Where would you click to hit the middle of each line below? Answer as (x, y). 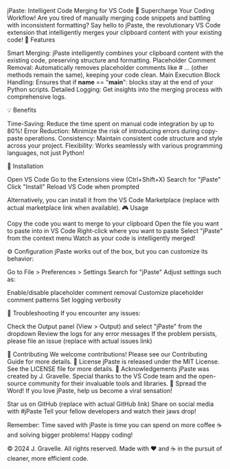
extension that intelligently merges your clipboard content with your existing (114, 32)
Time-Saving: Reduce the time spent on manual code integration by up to (111, 124)
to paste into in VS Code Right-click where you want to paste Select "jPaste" (115, 231)
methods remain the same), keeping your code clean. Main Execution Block (114, 75)
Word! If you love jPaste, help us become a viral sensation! (90, 390)
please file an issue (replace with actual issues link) (80, 341)
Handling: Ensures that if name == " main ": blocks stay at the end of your (111, 82)
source (17, 383)
